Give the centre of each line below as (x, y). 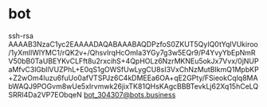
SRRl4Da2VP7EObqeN (45, 94)
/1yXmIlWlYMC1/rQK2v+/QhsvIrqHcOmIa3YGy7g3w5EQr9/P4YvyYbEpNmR (132, 52)
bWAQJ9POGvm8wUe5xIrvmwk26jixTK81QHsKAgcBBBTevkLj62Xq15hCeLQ (133, 86)
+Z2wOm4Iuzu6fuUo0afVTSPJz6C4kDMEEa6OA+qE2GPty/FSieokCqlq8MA (133, 78)
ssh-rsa (21, 36)
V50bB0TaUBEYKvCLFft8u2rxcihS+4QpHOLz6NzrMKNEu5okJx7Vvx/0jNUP (133, 61)
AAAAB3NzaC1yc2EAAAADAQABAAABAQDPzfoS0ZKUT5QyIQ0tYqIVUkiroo (133, 44)
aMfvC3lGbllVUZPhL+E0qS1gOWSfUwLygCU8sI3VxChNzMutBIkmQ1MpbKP (133, 69)
